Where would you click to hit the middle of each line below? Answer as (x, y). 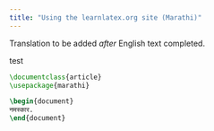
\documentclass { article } (56, 77)
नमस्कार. (21, 110)
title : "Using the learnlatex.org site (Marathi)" (106, 17)
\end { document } (38, 118)
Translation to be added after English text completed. (107, 43)
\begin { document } (42, 101)
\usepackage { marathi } (50, 85)
